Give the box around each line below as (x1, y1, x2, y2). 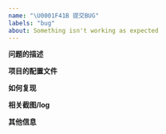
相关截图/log (8, 100, 50, 110)
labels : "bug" (8, 19, 56, 27)
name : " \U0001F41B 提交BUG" (8, 11, 100, 20)
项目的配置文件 (8, 66, 57, 76)
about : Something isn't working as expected (8, 26, 159, 34)
